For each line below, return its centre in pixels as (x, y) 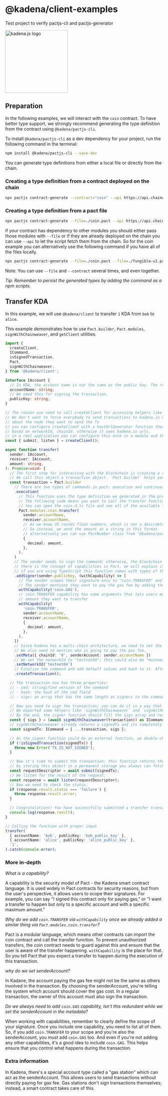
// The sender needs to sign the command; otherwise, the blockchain (88, 562)
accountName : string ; (32, 390)
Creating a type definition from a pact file (56, 210)
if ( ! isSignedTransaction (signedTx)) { (51, 743)
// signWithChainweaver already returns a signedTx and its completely (86, 725)
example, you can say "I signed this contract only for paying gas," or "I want (83, 899)
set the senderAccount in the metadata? (47, 1012)
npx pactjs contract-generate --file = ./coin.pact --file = (67, 261)
